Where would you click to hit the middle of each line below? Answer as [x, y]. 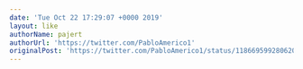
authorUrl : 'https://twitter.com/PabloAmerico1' [102, 43]
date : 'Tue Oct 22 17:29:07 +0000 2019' [87, 17]
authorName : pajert [46, 34]
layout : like [34, 26]
